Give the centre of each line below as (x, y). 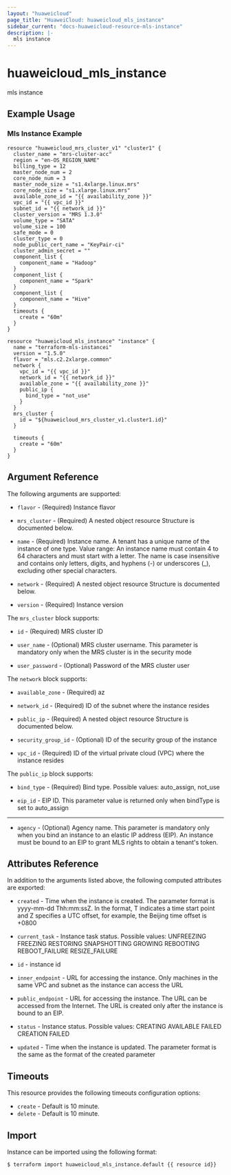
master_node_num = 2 (43, 172)
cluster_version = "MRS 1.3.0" (58, 215)
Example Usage (41, 114)
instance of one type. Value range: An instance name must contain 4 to (118, 549)
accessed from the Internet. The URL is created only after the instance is (120, 1006)
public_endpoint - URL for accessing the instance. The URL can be (112, 998)
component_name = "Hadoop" (58, 263)
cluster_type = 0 (38, 239)
